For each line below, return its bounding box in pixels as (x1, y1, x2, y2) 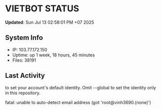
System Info (5, 34, 43, 42)
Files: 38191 (12, 57, 36, 63)
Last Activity (5, 72, 45, 80)
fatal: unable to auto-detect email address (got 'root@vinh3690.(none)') (5, 99, 152, 105)
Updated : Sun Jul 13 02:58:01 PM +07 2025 (5, 19, 94, 25)
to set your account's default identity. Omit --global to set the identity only (5, 84, 157, 90)
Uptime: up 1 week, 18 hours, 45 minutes (12, 52, 95, 58)
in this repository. (5, 90, 40, 96)
